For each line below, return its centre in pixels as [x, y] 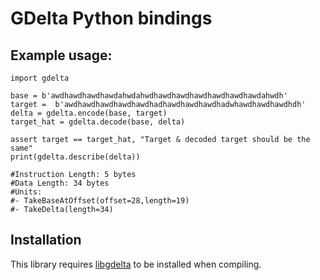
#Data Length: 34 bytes [60, 183]
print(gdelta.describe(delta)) [75, 157]
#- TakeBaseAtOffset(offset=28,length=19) [100, 201]
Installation [46, 240]
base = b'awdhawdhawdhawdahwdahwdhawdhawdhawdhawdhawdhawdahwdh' [149, 96]
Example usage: [61, 55]
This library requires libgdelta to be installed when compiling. [136, 264]
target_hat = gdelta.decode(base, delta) [98, 122]
